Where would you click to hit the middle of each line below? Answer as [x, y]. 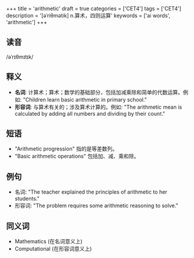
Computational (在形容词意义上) [53, 249]
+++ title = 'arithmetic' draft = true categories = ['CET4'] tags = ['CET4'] [94, 9]
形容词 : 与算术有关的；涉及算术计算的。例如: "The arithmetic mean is [98, 107]
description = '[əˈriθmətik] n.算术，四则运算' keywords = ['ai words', [88, 15]
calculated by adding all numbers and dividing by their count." [90, 113]
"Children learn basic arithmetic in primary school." [85, 99]
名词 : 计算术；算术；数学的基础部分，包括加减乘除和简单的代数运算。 [99, 92]
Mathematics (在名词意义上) [48, 241]
